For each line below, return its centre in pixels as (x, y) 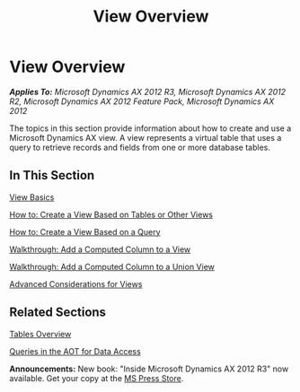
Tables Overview (40, 334)
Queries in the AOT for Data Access (75, 351)
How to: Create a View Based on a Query (85, 231)
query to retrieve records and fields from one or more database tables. (140, 147)
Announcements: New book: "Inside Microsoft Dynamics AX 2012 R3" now (149, 369)
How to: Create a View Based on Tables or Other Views (111, 214)
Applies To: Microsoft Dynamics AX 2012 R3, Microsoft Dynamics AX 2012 (148, 91)
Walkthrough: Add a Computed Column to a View (100, 249)
